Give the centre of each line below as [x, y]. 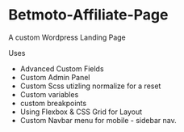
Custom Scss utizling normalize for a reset [90, 86]
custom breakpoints [53, 103]
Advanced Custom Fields [62, 68]
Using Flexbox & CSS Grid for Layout [81, 112]
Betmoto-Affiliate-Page [88, 15]
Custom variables [49, 94]
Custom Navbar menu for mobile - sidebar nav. [98, 120]
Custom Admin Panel [55, 77]
